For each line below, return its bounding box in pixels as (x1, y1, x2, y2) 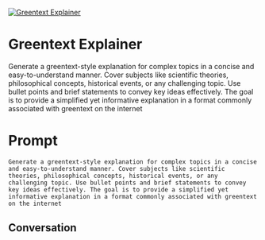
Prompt (8, 132, 58, 150)
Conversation (8, 221, 77, 234)
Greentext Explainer (8, 36, 143, 53)
